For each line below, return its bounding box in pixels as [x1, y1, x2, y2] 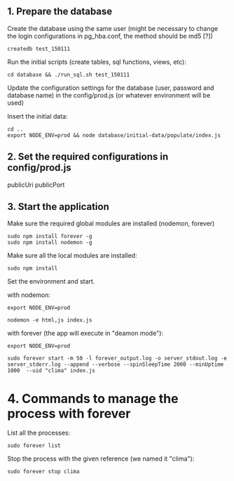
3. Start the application [7, 201, 110, 213]
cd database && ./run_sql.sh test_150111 [7, 71, 130, 78]
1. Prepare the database [7, 6, 113, 18]
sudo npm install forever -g [7, 233, 92, 240]
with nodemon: [7, 291, 51, 299]
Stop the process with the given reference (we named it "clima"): [7, 454, 195, 463]
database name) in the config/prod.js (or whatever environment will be [7, 91, 211, 99]
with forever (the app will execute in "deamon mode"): [7, 329, 163, 338]
